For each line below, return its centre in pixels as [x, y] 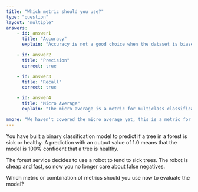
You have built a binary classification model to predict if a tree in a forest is [97, 136]
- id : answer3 [34, 76]
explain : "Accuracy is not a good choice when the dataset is [100, 45]
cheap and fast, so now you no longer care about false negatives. [86, 166]
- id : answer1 [34, 33]
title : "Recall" [42, 82]
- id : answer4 [34, 98]
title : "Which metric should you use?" [55, 11]
